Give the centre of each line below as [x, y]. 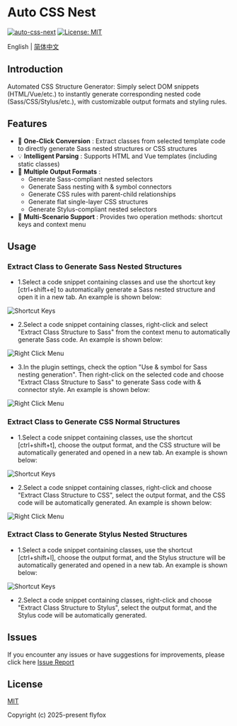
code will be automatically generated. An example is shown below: [115, 502]
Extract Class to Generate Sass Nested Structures [95, 267]
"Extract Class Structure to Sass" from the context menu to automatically [124, 332]
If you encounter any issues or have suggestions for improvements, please [116, 654]
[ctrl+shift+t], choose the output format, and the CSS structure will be [119, 445]
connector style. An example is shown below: [84, 390]
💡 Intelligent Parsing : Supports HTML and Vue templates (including [117, 156]
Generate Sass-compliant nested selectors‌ [91, 179]
